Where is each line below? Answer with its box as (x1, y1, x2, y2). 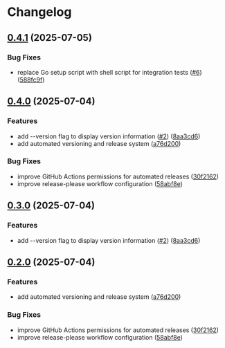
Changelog (7, 4, 72, 20)
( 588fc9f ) (17, 75, 45, 84)
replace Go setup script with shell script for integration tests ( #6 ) (17, 68, 202, 76)
